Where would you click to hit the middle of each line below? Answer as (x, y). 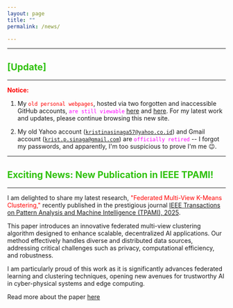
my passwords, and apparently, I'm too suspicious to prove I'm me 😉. (117, 147)
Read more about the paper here (54, 297)
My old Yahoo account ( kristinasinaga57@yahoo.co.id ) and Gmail (111, 132)
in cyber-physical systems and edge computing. (76, 283)
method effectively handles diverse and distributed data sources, (100, 241)
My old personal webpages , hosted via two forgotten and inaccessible (117, 104)
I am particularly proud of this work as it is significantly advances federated (115, 269)
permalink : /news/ (34, 26)
